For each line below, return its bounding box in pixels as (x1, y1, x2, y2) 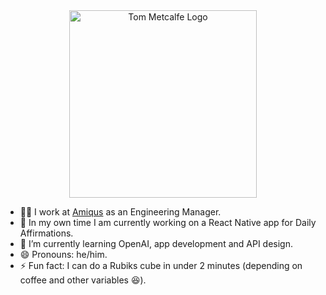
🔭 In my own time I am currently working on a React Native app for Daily (19, 217, 317, 228)
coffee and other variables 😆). (19, 274, 147, 286)
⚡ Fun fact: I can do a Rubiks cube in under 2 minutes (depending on (19, 260, 303, 271)
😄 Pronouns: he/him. (19, 249, 108, 260)
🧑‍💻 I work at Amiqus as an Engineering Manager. (19, 206, 222, 218)
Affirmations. (19, 227, 74, 239)
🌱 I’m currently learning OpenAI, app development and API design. (19, 238, 293, 249)
